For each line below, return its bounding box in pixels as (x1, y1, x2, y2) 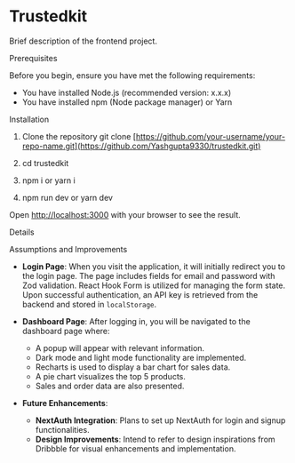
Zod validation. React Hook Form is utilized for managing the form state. (21, 280, 286, 291)
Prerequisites (9, 52, 58, 63)
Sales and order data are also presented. (35, 380, 185, 391)
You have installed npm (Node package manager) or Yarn (21, 96, 233, 108)
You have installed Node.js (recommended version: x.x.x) (21, 87, 232, 98)
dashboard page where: (21, 325, 110, 336)
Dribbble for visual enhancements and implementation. (35, 443, 236, 454)
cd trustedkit (21, 157, 69, 168)
